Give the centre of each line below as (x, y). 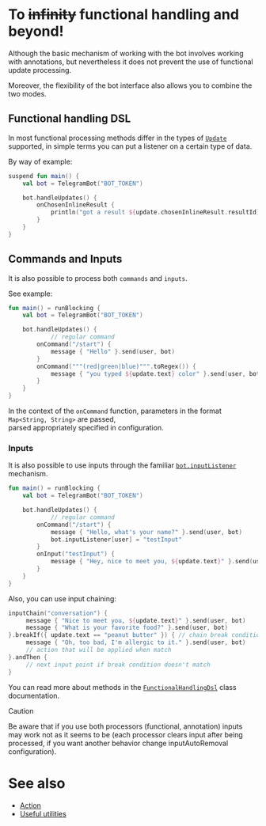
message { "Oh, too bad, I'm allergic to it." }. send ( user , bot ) (136, 642)
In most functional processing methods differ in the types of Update (118, 138)
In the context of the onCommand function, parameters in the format (115, 411)
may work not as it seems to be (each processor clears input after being (125, 734)
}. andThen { (28, 657)
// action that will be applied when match (99, 650)
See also (37, 783)
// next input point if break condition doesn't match (118, 665)
